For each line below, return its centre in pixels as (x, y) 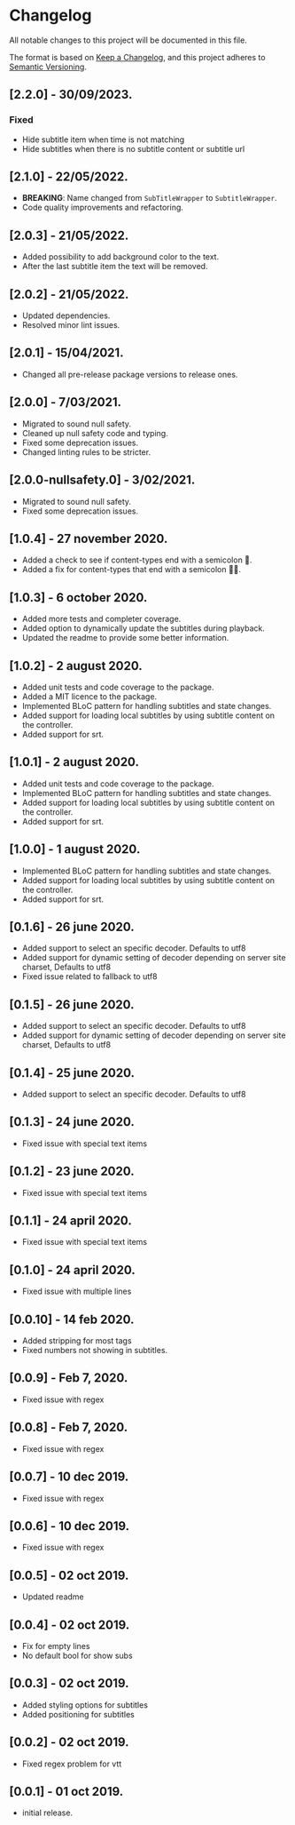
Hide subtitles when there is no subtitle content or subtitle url (133, 148)
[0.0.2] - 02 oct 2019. (70, 1742)
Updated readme (53, 1597)
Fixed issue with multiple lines (77, 1291)
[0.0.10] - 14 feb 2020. (72, 1319)
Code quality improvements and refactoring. (103, 207)
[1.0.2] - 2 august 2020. (76, 666)
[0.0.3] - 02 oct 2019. (69, 1683)
